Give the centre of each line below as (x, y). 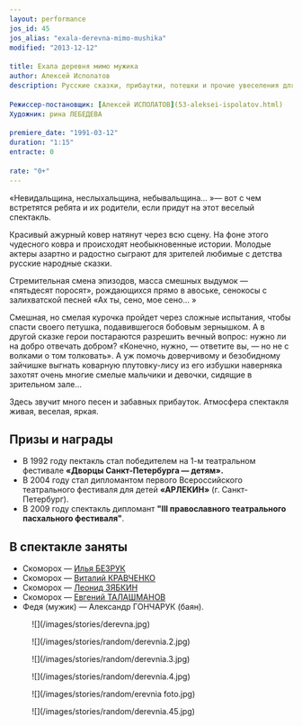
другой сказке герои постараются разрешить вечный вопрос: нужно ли (148, 336)
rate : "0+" (30, 171)
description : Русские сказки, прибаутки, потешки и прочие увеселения (144, 86)
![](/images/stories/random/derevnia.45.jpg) (114, 712)
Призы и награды (62, 440)
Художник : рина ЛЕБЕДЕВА (56, 114)
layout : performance (48, 19)
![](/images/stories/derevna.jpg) (91, 624)
